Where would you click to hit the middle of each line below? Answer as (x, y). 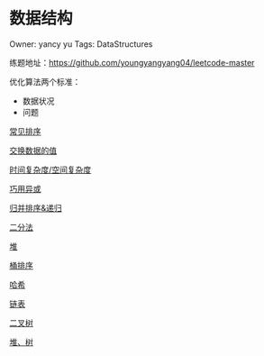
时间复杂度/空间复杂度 (50, 169)
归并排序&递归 (36, 207)
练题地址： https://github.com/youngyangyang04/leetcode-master (132, 62)
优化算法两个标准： (45, 81)
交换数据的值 (33, 151)
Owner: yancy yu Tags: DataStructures (81, 44)
